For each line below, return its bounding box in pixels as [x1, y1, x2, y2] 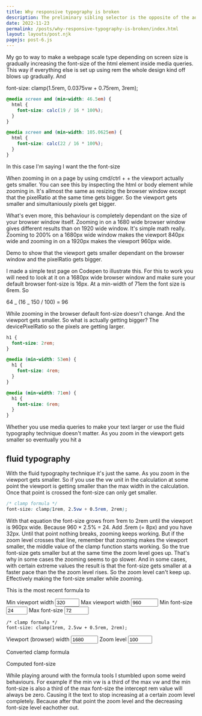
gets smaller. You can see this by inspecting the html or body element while [6, 181, 194, 188]
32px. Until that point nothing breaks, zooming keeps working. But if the [6, 529, 185, 537]
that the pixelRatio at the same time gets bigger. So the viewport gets [6, 194, 177, 201]
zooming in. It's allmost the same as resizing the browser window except [6, 187, 186, 194]
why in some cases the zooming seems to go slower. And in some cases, [6, 555, 188, 563]
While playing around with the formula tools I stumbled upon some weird [6, 671, 186, 679]
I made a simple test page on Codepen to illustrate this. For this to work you [6, 267, 194, 275]
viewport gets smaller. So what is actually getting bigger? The [6, 316, 159, 324]
